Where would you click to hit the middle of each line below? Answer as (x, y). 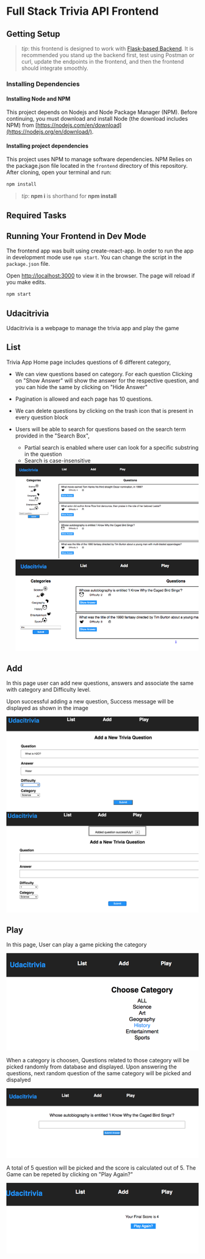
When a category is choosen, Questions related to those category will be (98, 1061)
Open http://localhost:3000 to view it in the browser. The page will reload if (101, 276)
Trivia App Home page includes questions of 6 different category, (89, 362)
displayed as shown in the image (47, 708)
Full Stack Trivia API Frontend (83, 11)
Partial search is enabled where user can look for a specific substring (111, 447)
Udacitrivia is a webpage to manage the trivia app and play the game (93, 328)
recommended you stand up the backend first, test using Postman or (108, 55)
